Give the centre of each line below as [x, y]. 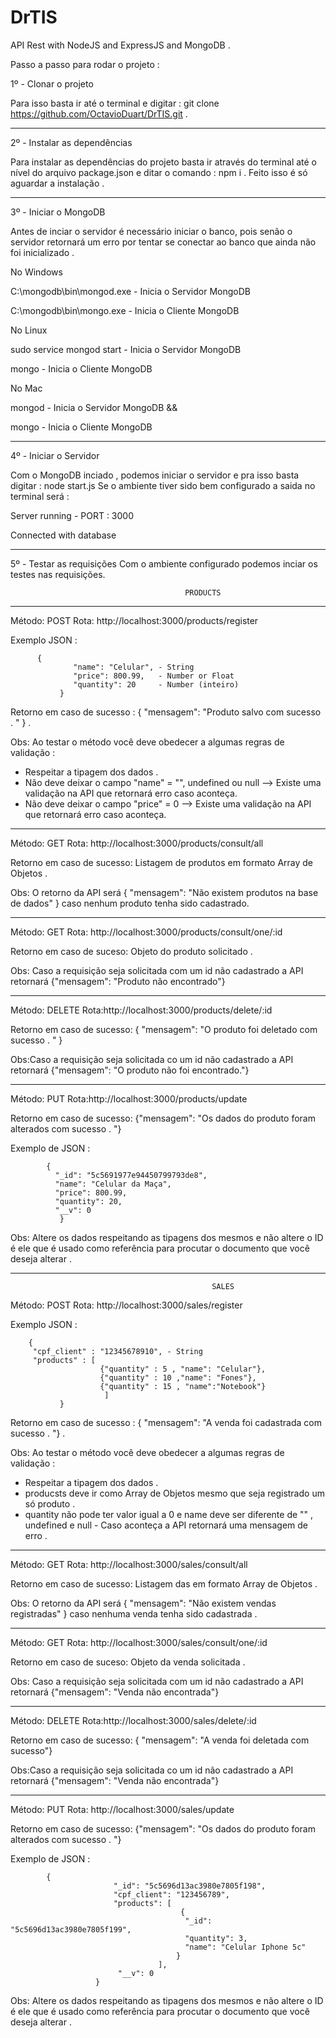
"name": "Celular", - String [134, 667]
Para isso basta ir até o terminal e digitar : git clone [115, 103]
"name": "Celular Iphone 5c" [245, 1947]
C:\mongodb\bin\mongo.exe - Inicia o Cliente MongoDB [125, 310]
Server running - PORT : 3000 [72, 515]
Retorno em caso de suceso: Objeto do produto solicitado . [131, 951]
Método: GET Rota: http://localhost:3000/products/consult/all [137, 843]
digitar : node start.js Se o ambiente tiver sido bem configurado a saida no [163, 485]
